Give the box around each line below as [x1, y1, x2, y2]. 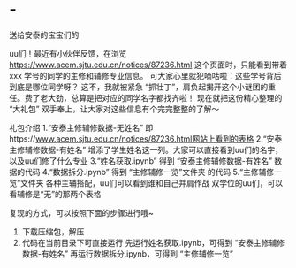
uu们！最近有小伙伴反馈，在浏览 [9, 48, 127, 58]
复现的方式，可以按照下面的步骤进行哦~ [9, 207, 155, 218]
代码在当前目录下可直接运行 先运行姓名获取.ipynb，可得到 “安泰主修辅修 [21, 237, 285, 248]
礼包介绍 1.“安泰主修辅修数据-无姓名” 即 [9, 122, 154, 133]
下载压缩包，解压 [21, 226, 85, 237]
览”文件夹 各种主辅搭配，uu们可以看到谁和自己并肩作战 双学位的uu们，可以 [9, 177, 284, 188]
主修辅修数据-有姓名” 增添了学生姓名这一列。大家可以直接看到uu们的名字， [9, 144, 284, 155]
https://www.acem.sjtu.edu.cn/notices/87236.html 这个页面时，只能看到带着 [9, 59, 287, 70]
